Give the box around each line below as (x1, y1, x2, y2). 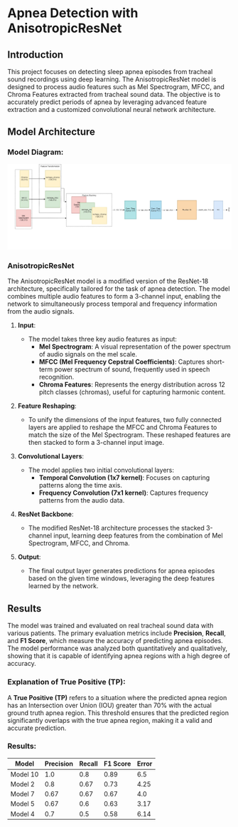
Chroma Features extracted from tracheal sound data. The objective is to (7, 91, 221, 98)
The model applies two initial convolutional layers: (28, 466, 174, 475)
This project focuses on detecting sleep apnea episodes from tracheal (7, 68, 213, 76)
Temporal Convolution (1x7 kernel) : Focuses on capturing (38, 473, 210, 482)
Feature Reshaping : (17, 401, 77, 411)
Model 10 (10, 770, 39, 779)
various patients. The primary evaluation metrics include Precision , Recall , (7, 629, 226, 637)
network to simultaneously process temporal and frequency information (7, 299, 217, 308)
